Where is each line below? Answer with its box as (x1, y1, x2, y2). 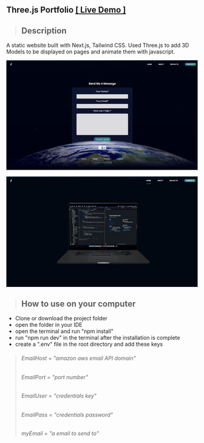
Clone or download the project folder (15, 315, 108, 322)
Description (21, 26, 67, 36)
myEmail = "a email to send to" (21, 430, 99, 437)
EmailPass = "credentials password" (21, 411, 114, 418)
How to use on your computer (21, 299, 136, 309)
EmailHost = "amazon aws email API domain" (21, 355, 137, 362)
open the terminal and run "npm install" (15, 328, 114, 335)
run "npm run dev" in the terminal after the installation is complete (15, 334, 180, 342)
